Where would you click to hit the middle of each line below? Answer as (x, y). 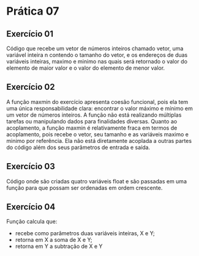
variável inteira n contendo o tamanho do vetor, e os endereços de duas (97, 55)
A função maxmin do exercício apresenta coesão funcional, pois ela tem (97, 101)
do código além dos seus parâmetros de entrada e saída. (78, 147)
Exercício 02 (31, 87)
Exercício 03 (31, 166)
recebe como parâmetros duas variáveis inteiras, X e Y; (85, 233)
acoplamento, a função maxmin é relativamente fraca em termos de (92, 128)
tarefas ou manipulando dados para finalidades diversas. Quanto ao (92, 121)
